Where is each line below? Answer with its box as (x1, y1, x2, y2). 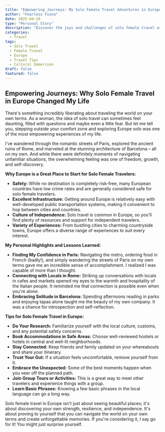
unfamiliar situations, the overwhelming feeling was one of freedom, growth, (5, 156, 160, 162)
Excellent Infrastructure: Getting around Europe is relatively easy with (12, 196, 155, 202)
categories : (5, 30, 29, 35)
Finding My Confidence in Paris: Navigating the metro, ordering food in (12, 252, 158, 258)
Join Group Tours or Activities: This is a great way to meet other (12, 375, 144, 381)
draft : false (5, 67, 32, 72)
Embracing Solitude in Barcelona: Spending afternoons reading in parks (12, 293, 160, 299)
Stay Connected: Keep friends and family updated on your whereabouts (12, 344, 159, 349)
